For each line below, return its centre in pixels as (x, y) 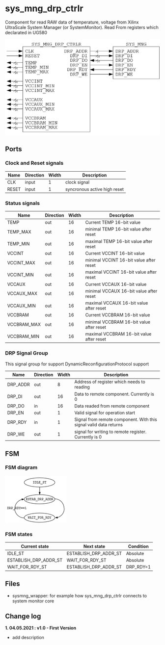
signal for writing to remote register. (110, 432)
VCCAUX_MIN (21, 306)
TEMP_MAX (19, 232)
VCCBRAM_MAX (24, 325)
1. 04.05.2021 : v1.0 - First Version (41, 628)
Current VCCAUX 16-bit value (116, 284)
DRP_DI (15, 397)
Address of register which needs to (110, 382)
